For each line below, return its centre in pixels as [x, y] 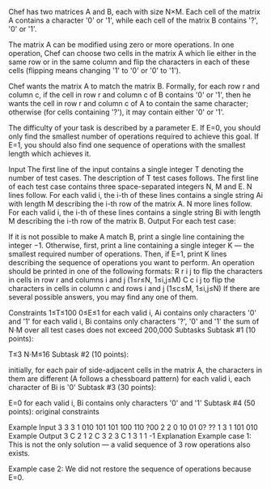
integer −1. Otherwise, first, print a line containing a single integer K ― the [131, 245]
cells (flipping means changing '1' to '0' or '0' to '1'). [95, 71]
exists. [19, 453]
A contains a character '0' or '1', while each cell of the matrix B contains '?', [133, 20]
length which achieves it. [50, 154]
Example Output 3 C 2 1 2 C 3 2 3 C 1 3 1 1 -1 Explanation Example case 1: [130, 436]
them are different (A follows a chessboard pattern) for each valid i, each [129, 379]
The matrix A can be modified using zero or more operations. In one [121, 45]
